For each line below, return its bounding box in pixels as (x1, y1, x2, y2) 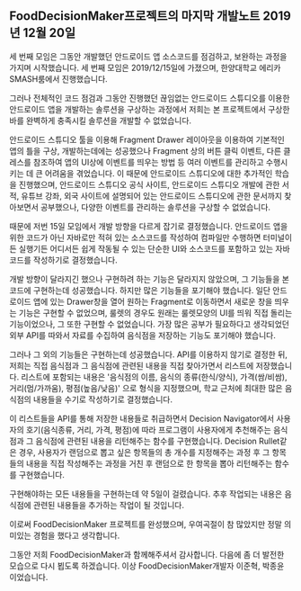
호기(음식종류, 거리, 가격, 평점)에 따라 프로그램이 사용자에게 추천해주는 (25, 424, 271, 434)
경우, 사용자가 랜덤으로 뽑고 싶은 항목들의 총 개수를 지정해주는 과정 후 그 (18, 446, 270, 457)
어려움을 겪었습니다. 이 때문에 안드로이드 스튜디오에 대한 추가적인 (44, 167, 273, 178)
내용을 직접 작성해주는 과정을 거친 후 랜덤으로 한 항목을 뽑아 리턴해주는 (25, 458, 273, 469)
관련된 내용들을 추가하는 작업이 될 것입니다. (32, 499, 185, 510)
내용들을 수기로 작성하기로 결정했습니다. (32, 394, 173, 405)
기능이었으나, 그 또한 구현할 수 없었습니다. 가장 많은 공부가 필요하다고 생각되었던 (9, 318, 290, 329)
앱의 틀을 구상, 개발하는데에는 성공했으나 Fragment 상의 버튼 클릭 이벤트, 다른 (9, 145, 281, 156)
